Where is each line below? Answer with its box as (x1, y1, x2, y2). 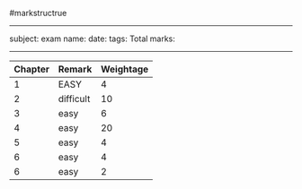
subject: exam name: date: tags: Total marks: (9, 33, 175, 44)
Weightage (100, 63, 149, 75)
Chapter (13, 63, 49, 75)
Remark (58, 63, 93, 75)
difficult (58, 93, 91, 105)
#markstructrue (9, 8, 67, 18)
